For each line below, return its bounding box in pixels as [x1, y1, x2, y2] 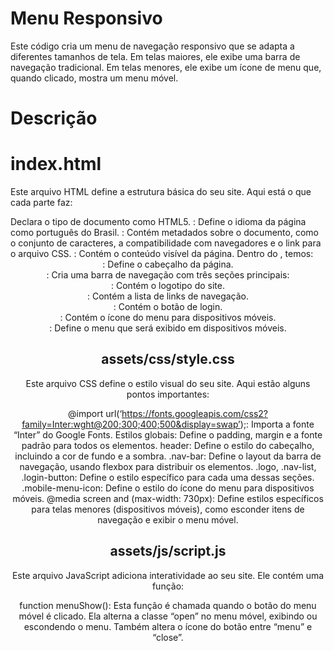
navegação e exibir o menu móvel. [97, 513, 239, 526]
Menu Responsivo [10, 7, 163, 30]
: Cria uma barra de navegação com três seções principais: [46, 269, 290, 281]
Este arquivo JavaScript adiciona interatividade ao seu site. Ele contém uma [11, 569, 325, 581]
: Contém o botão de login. [113, 301, 223, 313]
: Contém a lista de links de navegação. [86, 290, 250, 302]
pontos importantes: [126, 388, 210, 400]
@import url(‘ [68, 407, 123, 419]
